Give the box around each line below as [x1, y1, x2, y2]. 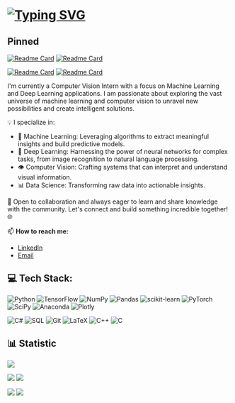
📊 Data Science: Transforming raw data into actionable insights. [17, 181, 205, 189]
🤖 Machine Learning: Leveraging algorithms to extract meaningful [17, 132, 210, 140]
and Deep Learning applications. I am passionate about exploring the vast [7, 89, 222, 97]
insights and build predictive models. [17, 140, 125, 148]
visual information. [17, 173, 72, 181]
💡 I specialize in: [7, 118, 55, 126]
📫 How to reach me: [7, 227, 69, 236]
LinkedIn [17, 243, 43, 252]
